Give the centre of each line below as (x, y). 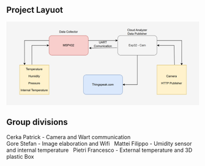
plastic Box (20, 156)
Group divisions (37, 122)
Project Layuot (35, 10)
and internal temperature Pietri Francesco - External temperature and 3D (99, 150)
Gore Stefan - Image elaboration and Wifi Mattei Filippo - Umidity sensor (99, 143)
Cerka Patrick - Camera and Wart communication (69, 137)
